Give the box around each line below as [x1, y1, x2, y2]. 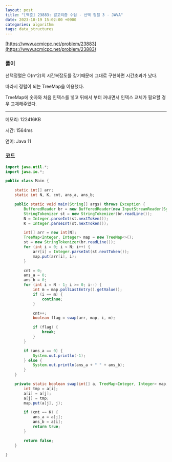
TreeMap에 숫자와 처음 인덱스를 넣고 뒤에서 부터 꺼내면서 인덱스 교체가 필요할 [5, 94, 161, 101]
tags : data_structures [5, 27, 54, 32]
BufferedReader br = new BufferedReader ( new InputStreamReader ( [24, 206, 164, 211]
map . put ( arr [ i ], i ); [32, 254, 77, 259]
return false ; [24, 438, 54, 443]
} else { [24, 358, 42, 363]
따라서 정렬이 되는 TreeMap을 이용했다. [5, 83, 84, 90]
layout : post [5, 7, 33, 13]
